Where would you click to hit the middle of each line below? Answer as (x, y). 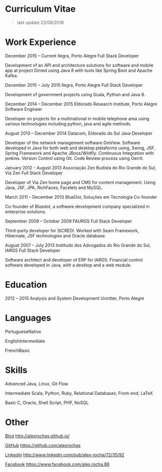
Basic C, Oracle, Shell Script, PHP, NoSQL (47, 402)
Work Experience (41, 42)
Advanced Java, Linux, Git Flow (37, 384)
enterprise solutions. (26, 211)
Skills (16, 370)
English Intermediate (25, 341)
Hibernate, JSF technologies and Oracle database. (55, 236)
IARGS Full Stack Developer (33, 250)
